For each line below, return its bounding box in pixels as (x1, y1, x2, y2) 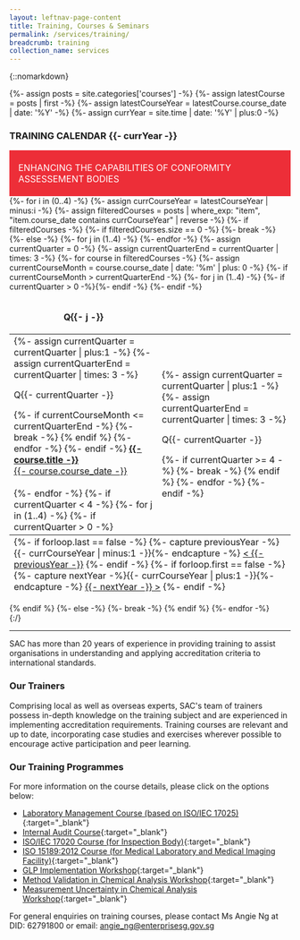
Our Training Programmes (9, 760, 124, 773)
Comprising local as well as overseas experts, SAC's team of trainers (9, 700, 263, 711)
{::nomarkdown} (9, 71, 70, 81)
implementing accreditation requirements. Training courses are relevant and (9, 719, 288, 730)
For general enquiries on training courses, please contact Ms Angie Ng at (9, 910, 279, 922)
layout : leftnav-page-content (9, 13, 122, 22)
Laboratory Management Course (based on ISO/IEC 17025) (21, 808, 239, 819)
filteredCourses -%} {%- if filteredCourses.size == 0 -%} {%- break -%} (9, 225, 277, 235)
